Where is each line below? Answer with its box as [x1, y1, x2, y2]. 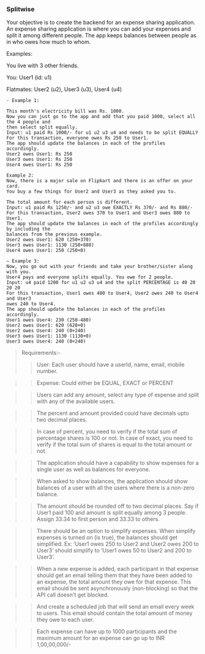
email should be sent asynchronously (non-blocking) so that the [36, 585, 198, 592]
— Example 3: [6, 258, 40, 264]
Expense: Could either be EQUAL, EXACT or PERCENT [36, 379, 174, 387]
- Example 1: [6, 97, 40, 104]
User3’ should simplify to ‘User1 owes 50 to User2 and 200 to [36, 547, 192, 554]
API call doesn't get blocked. [36, 591, 109, 598]
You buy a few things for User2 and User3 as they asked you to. [6, 188, 176, 195]
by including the [6, 226, 51, 232]
